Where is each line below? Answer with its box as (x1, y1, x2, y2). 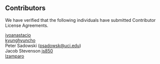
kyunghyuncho (5, 37, 36, 43)
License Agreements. (5, 22, 48, 28)
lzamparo (5, 53, 25, 59)
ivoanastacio (5, 32, 31, 38)
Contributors (5, 4, 46, 12)
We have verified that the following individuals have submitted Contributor (5, 17, 156, 23)
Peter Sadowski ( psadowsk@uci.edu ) (5, 42, 81, 49)
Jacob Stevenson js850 (5, 48, 53, 54)
